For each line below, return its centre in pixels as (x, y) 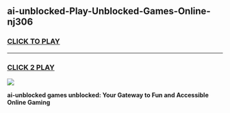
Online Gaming (29, 102)
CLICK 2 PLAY (31, 67)
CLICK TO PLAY (34, 42)
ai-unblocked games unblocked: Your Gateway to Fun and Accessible (108, 95)
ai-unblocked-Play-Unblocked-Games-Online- (109, 11)
